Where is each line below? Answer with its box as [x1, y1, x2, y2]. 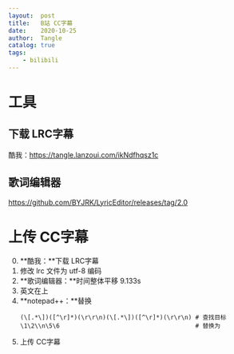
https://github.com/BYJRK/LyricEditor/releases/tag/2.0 [8, 197, 188, 207]
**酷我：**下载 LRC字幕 [19, 256, 99, 265]
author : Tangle [8, 34, 62, 42]
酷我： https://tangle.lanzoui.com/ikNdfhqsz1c [8, 149, 159, 160]
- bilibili [22, 57, 59, 65]
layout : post [8, 11, 56, 20]
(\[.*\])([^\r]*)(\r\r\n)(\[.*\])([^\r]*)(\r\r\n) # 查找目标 [19, 313, 227, 321]
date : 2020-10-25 [8, 26, 77, 34]
